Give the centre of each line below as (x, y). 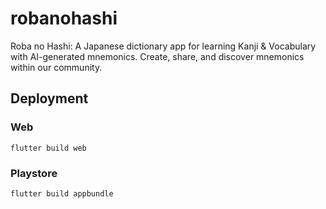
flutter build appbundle (62, 193)
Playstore (34, 173)
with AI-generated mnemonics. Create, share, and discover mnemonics (157, 56)
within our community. (56, 67)
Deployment (49, 98)
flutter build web (48, 148)
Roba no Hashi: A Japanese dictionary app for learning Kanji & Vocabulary (163, 46)
